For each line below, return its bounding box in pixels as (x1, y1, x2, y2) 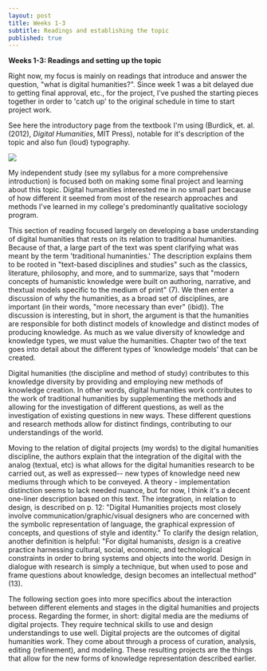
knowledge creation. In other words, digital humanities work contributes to (8, 385, 253, 395)
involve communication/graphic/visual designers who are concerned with (8, 511, 249, 521)
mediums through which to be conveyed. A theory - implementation (8, 477, 230, 487)
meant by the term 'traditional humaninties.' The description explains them (8, 251, 253, 261)
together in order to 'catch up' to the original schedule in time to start (8, 97, 235, 106)
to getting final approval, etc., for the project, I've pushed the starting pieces (8, 89, 259, 98)
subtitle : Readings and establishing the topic (8, 26, 170, 34)
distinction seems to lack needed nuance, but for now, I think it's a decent (8, 486, 251, 495)
